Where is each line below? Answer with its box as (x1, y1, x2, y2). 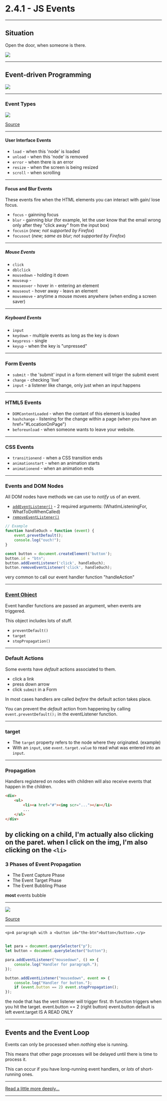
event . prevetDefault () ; (14, 533, 64, 538)
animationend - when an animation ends (12, 465, 94, 471)
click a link (12, 676, 34, 682)
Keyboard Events (5, 314, 42, 320)
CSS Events (5, 443, 34, 450)
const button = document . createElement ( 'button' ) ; (5, 551, 112, 556)
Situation (5, 29, 34, 37)
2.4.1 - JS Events (5, 3, 76, 14)
